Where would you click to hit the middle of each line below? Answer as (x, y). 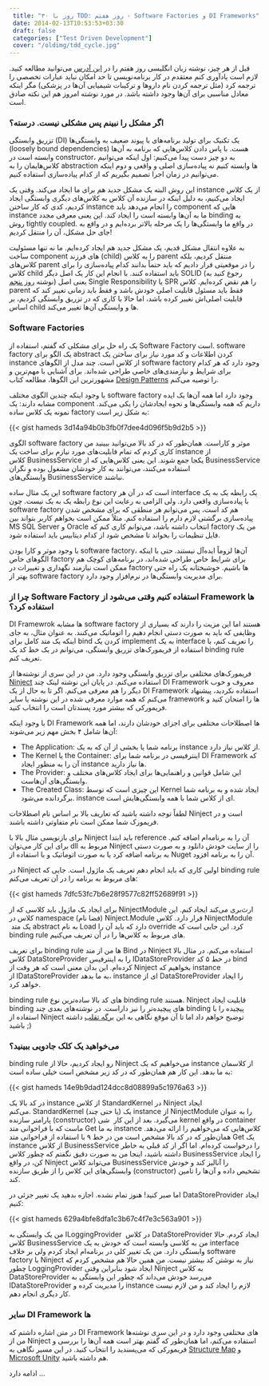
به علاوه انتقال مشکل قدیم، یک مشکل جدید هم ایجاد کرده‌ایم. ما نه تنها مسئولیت (127, 248)
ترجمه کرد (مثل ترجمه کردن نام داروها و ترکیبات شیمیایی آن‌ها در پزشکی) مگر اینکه (133, 86)
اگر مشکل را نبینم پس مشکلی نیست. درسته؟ (87, 123)
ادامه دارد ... (28, 1373)
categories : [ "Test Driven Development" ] (82, 38)
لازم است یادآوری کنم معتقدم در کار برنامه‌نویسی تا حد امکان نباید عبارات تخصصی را (134, 77)
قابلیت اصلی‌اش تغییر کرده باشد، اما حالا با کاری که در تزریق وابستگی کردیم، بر (126, 299)
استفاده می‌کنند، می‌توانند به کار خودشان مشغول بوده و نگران (100, 468)
